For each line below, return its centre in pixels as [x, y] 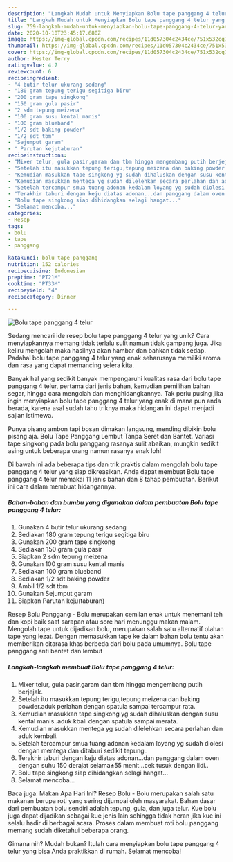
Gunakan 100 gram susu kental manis [71, 564]
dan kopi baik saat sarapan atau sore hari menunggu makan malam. [104, 622]
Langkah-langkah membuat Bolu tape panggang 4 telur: [91, 667]
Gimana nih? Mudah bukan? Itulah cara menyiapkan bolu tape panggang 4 [114, 844]
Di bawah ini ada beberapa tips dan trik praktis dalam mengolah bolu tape [113, 464]
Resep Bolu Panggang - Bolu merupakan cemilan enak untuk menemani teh [115, 615]
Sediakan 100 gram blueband [59, 572]
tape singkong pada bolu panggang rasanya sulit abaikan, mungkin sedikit [114, 443]
